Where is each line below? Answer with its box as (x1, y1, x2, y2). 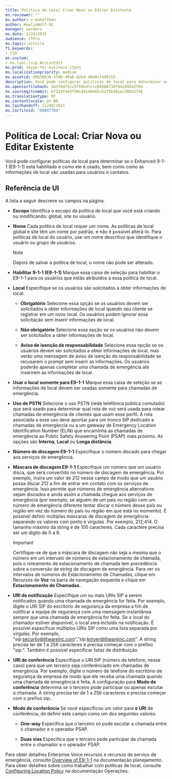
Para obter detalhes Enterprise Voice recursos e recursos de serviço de (5, 751, 157, 757)
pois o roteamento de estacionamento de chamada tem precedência (12, 560, 157, 566)
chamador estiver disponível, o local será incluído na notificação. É (12, 619, 154, 626)
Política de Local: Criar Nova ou (5, 130, 142, 142)
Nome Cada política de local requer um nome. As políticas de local (12, 223, 154, 229)
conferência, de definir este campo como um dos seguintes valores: (12, 711, 157, 717)
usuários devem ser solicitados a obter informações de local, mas (20, 347, 160, 353)
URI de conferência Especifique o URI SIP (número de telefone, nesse (12, 657, 161, 663)
